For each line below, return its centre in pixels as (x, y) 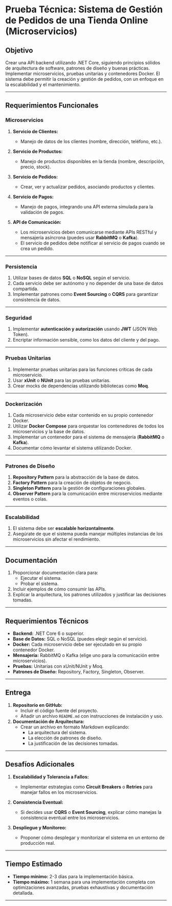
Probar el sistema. (39, 584)
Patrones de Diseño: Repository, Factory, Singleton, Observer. (79, 672)
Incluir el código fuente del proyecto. (59, 710)
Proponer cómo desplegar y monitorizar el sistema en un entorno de (92, 838)
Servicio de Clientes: (35, 131)
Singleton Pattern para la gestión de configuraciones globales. (79, 488)
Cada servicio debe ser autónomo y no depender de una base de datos (88, 283)
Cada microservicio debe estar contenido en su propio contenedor (83, 415)
